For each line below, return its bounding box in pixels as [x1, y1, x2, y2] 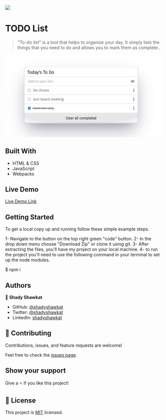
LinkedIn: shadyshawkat [12, 314, 62, 320]
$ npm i [5, 267, 21, 273]
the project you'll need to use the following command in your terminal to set [5, 252, 160, 258]
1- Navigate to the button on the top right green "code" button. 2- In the [5, 236, 152, 242]
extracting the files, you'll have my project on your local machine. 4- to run [5, 246, 158, 252]
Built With [5, 147, 36, 156]
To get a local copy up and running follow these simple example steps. [5, 226, 150, 232]
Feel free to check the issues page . [5, 352, 77, 358]
